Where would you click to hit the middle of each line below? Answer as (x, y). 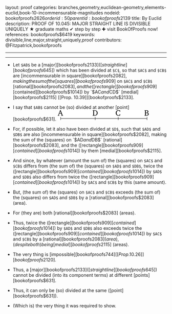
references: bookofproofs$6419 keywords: (50, 34)
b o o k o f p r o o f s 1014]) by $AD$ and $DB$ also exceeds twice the (78, 228)
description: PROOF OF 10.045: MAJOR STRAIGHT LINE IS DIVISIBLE (78, 23)
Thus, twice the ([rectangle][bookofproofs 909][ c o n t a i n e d (73, 223)
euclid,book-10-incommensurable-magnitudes (54, 13)
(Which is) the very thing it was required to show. (64, 306)
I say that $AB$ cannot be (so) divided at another (63, 107)
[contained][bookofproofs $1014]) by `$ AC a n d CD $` (66, 92)
